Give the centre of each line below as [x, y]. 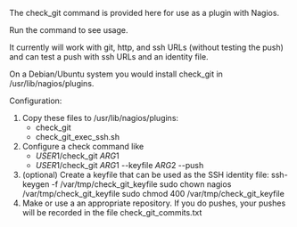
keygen [36, 184]
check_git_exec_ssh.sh [78, 137]
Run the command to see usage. [69, 30]
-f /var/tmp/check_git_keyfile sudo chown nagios [141, 184]
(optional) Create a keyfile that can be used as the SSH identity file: [145, 174]
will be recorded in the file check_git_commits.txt [112, 212]
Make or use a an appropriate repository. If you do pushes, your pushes [154, 203]
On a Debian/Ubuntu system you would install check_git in [116, 74]
